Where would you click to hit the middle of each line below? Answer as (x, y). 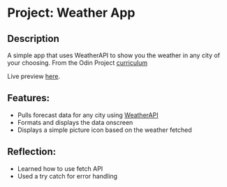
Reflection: (32, 152)
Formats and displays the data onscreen (75, 122)
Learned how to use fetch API (60, 168)
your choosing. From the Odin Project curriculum (78, 63)
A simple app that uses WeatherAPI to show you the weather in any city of (114, 55)
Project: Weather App (71, 13)
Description (33, 39)
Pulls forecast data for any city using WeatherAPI (88, 115)
